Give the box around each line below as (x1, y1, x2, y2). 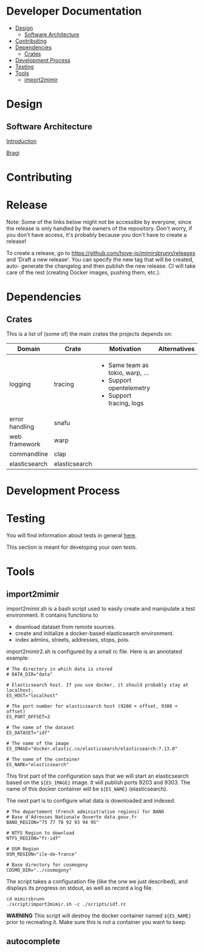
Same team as (108, 361, 149, 370)
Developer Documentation (6, 4, 142, 18)
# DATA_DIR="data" (6, 671, 53, 678)
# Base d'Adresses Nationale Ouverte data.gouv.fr (6, 814, 137, 820)
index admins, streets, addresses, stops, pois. (15, 636, 130, 644)
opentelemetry (108, 384, 151, 392)
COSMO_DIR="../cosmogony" (6, 867, 72, 874)
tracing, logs (108, 399, 144, 407)
